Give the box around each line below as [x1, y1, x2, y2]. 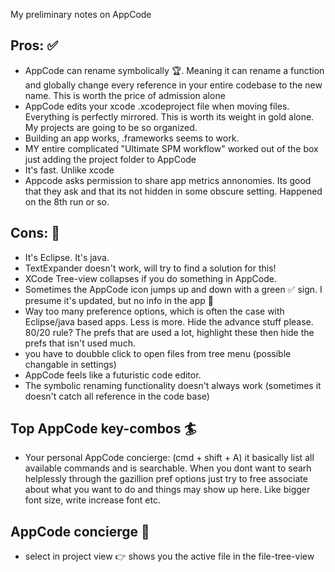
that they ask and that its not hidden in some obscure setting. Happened [24, 185, 323, 197]
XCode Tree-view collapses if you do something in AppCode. [24, 272, 277, 284]
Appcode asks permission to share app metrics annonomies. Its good [24, 174, 312, 186]
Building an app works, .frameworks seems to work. [24, 132, 240, 144]
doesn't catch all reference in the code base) [24, 390, 210, 402]
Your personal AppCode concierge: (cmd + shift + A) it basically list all [24, 452, 315, 464]
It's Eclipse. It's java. [24, 251, 110, 263]
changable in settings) [24, 358, 117, 370]
